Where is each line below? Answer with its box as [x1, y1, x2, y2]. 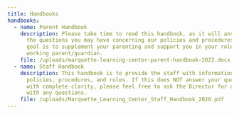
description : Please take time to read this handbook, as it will [20, 30, 221, 38]
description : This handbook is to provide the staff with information [20, 69, 234, 76]
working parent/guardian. [26, 50, 103, 57]
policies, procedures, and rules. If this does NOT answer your [26, 76, 221, 84]
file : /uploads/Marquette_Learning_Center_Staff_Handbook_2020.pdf [20, 96, 224, 103]
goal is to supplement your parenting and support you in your [26, 43, 218, 50]
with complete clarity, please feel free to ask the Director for [26, 83, 228, 90]
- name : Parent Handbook [14, 23, 87, 30]
